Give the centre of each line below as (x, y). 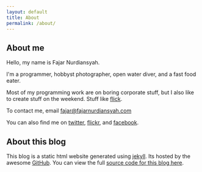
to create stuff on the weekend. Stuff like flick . (64, 99)
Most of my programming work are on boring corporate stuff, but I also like (100, 92)
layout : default (27, 12)
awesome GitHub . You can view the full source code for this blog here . (95, 163)
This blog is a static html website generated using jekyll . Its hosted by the (99, 156)
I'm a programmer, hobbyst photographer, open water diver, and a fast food (101, 74)
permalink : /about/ (31, 23)
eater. (14, 81)
